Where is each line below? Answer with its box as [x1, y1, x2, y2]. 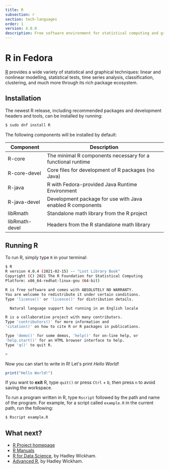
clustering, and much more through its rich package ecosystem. [5, 79, 138, 85]
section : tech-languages [5, 17, 57, 22]
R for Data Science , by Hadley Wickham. [12, 453, 97, 459]
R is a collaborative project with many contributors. [5, 315, 123, 320]
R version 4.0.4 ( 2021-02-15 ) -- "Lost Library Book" [5, 269, 121, 274]
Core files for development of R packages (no [47, 166, 155, 173]
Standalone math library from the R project [47, 209, 147, 216]
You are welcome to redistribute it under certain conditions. [5, 292, 141, 297]
